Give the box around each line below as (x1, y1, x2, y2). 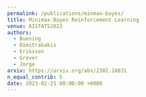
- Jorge (13, 61, 36, 68)
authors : (7, 29, 32, 36)
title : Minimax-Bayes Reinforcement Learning (7, 16, 139, 23)
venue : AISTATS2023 (7, 23, 63, 29)
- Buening (13, 36, 41, 42)
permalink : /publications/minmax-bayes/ (7, 10, 125, 17)
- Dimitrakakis (13, 42, 57, 48)
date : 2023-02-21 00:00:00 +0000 (7, 80, 103, 87)
